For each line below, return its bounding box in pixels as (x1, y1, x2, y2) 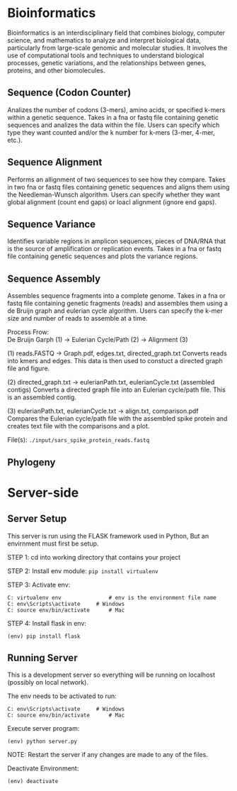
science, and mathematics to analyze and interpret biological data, (7, 35, 202, 44)
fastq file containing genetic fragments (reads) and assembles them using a (7, 299, 229, 308)
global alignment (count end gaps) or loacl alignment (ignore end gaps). (7, 197, 217, 206)
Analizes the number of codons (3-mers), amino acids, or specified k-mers (7, 105, 226, 114)
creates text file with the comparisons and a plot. (7, 422, 150, 431)
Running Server (7, 651, 78, 664)
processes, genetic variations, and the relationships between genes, (7, 58, 207, 67)
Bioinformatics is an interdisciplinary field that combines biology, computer (7, 28, 225, 37)
